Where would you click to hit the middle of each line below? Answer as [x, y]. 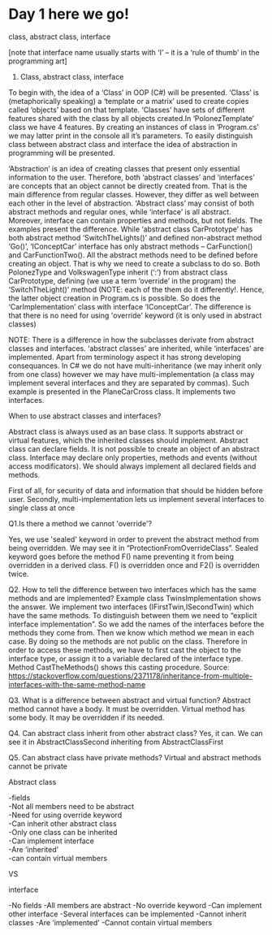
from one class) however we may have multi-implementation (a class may [132, 374]
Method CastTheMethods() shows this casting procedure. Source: [119, 667]
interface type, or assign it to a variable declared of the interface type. [126, 658]
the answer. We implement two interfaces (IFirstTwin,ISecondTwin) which [131, 607]
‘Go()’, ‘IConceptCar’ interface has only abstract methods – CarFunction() [131, 246]
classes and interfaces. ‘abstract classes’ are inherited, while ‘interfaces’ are [136, 348]
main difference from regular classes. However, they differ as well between [134, 194]
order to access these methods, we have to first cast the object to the [125, 650]
